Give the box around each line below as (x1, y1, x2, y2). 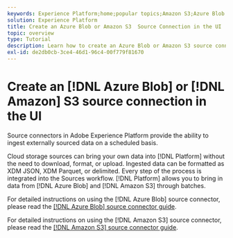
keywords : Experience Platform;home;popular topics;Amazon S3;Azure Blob (7, 10, 225, 17)
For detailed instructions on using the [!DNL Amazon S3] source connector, (7, 216, 222, 224)
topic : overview (7, 29, 54, 37)
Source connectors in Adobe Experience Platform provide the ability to (7, 131, 209, 139)
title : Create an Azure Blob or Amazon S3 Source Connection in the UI (7, 23, 222, 30)
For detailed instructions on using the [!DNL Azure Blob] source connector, (7, 195, 221, 203)
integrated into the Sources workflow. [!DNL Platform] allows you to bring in (7, 174, 223, 182)
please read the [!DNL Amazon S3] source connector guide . (7, 223, 178, 231)
